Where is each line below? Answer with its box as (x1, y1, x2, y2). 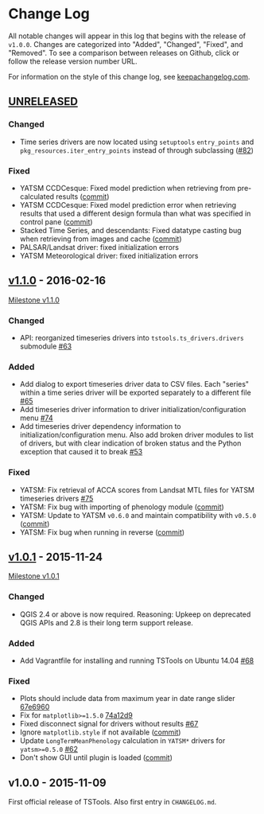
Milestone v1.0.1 (8, 571, 60, 581)
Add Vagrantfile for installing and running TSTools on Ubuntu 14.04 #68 (19, 656, 254, 665)
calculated (19, 192, 54, 201)
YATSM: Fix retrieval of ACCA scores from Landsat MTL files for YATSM (19, 485, 255, 494)
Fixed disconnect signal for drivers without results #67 (19, 719, 199, 729)
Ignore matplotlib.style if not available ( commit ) (19, 727, 181, 737)
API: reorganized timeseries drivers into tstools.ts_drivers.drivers (19, 333, 244, 343)
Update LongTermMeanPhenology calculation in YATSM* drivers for (19, 736, 226, 746)
